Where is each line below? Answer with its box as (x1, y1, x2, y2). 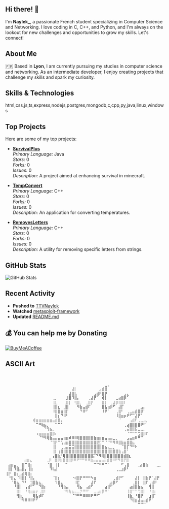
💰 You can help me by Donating (5, 329, 107, 338)
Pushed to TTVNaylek (12, 303, 59, 309)
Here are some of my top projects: (5, 136, 77, 142)
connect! (5, 35, 24, 41)
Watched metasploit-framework (12, 308, 80, 314)
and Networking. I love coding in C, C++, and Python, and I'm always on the (5, 24, 163, 30)
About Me (5, 49, 37, 58)
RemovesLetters (12, 219, 48, 226)
